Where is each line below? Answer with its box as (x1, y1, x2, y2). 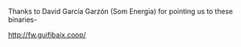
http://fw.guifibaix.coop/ (8, 31, 86, 39)
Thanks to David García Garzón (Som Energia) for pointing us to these (8, 7, 233, 16)
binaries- (8, 15, 38, 24)
